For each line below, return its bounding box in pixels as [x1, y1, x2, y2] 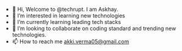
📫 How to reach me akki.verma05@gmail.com [12, 38, 130, 45]
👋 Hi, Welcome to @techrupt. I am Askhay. [12, 6, 119, 13]
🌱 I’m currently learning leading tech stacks [12, 19, 121, 25]
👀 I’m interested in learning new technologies [12, 12, 125, 19]
